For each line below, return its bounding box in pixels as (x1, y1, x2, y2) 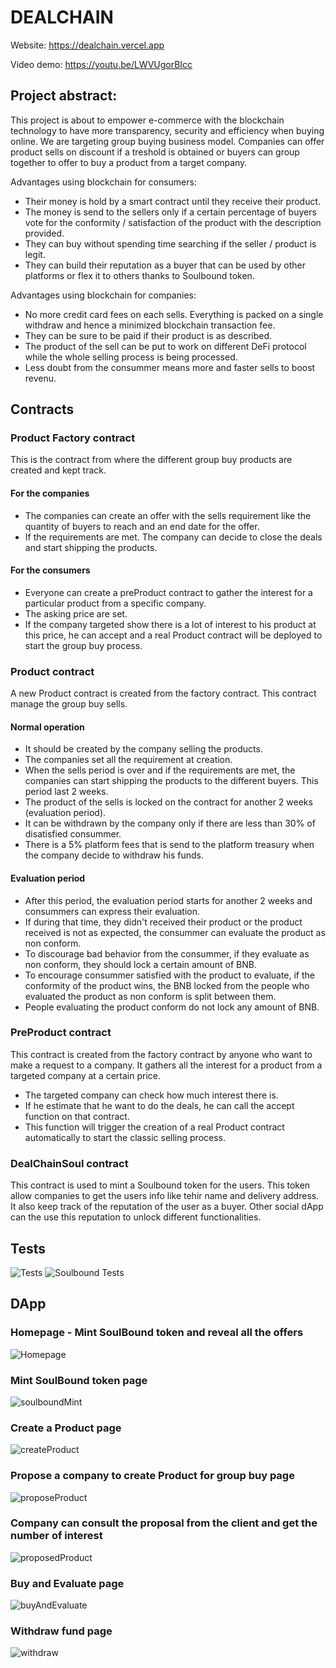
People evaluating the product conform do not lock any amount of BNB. (24, 1001, 320, 1013)
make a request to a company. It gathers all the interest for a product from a (10, 1059, 323, 1071)
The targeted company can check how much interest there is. (24, 1089, 279, 1101)
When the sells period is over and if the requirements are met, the (24, 764, 296, 776)
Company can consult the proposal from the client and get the (10, 1516, 318, 1530)
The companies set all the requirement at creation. (24, 754, 233, 766)
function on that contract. (24, 1110, 130, 1122)
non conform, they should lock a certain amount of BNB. (24, 958, 257, 970)
